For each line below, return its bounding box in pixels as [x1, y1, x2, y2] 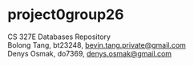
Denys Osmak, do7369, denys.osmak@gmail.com [7, 49, 172, 58]
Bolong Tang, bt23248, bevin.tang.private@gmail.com [7, 40, 186, 49]
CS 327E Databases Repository [7, 32, 111, 41]
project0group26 [7, 6, 124, 24]
